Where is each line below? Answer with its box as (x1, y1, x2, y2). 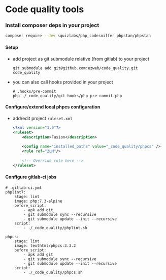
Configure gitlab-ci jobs (5, 174, 57, 180)
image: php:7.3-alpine (14, 199, 62, 204)
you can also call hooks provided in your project (12, 79, 113, 85)
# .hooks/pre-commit (12, 89, 56, 94)
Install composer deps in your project (5, 22, 99, 29)
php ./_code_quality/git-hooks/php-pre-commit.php (12, 93, 122, 98)
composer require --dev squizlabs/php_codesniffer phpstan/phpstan (5, 33, 151, 39)
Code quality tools (5, 4, 84, 15)
